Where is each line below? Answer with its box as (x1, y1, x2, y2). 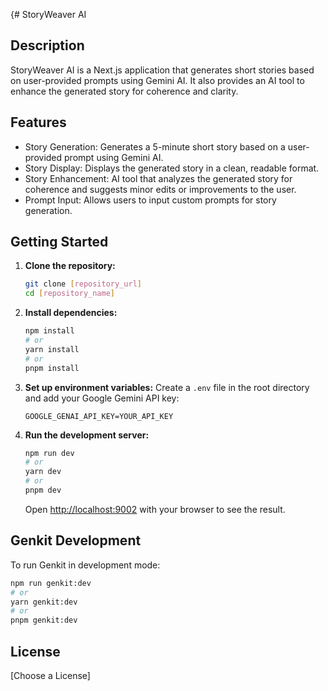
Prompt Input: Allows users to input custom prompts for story (24, 194, 277, 206)
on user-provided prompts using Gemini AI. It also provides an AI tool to (10, 74, 305, 86)
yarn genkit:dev (10, 597, 78, 607)
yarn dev (24, 467, 62, 477)
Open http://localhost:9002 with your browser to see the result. (24, 503, 286, 515)
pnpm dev (24, 485, 62, 496)
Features (10, 114, 67, 131)
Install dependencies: (24, 307, 118, 319)
